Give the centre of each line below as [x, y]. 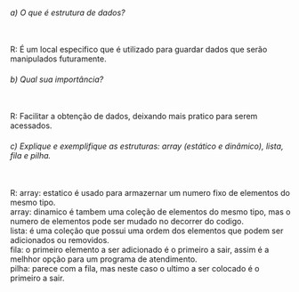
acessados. [31, 126]
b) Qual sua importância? [57, 79]
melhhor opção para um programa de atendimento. [104, 259]
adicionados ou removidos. [60, 239]
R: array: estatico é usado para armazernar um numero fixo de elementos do [150, 192]
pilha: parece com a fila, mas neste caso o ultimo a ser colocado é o [135, 268]
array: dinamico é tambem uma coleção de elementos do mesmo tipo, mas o [150, 211]
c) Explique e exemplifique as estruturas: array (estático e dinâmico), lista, [147, 146]
